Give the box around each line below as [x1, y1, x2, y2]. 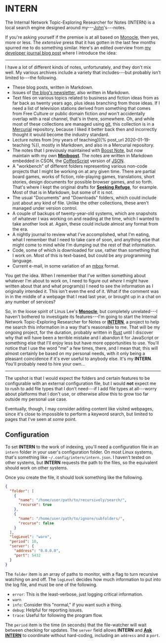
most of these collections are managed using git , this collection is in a [12, 121, 155, 127]
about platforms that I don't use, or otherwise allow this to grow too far [5, 391, 149, 397]
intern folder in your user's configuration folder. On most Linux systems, [5, 449, 153, 455]
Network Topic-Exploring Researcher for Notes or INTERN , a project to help [5, 319, 160, 324]
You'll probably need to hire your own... [5, 361, 85, 367]
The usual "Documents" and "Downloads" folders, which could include [12, 194, 157, 200]
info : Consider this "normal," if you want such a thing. [12, 601, 123, 607]
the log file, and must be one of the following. [5, 582, 98, 588]
